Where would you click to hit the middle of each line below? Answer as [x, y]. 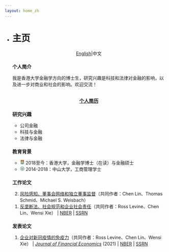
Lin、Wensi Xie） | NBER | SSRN [54, 213]
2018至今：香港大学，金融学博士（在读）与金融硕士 [80, 163]
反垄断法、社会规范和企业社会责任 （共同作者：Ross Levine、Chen [89, 206]
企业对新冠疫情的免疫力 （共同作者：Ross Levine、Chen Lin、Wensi [90, 237]
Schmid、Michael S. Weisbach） [54, 200]
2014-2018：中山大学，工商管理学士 [64, 169]
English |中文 [89, 53]
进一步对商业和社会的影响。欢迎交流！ [57, 84]
